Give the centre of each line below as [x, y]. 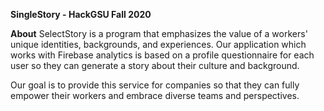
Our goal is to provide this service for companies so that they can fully [155, 85]
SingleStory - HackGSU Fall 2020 [81, 14]
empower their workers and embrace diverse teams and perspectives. [155, 95]
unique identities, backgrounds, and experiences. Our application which [158, 44]
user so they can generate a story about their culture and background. [155, 65]
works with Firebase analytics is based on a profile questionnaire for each [162, 55]
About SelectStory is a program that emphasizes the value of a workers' [159, 33]
